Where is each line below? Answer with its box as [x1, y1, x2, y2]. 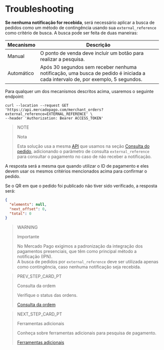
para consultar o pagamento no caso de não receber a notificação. [17, 154, 152, 159]
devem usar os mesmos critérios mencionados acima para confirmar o [5, 168, 147, 174]
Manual [7, 53, 25, 59]
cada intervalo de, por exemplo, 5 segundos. [40, 76, 143, 82]
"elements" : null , [9, 202, 47, 207]
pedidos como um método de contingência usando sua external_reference [5, 24, 157, 30]
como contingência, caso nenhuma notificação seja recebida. [17, 264, 142, 270]
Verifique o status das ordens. [17, 292, 78, 298]
